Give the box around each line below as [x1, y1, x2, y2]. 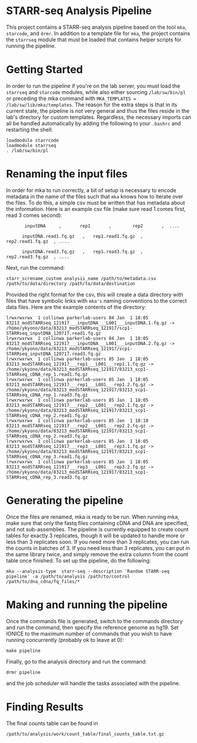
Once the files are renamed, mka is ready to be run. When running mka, [6, 513, 179, 520]
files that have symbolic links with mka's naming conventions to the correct [6, 297, 187, 304]
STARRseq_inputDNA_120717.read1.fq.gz [6, 330, 101, 336]
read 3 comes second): [6, 212, 63, 219]
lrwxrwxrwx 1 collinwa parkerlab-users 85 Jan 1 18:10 [6, 417, 149, 424]
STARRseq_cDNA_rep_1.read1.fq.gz [6, 371, 88, 377]
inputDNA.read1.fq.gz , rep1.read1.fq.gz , [21, 233, 143, 239]
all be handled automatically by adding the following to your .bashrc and [6, 119, 181, 127]
